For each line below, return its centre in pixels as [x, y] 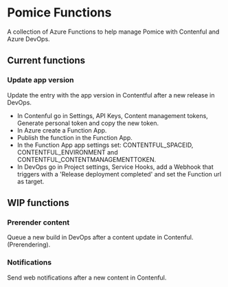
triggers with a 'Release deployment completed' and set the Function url [119, 174]
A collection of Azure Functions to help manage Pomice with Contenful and [113, 32]
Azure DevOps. [28, 38]
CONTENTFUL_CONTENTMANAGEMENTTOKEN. [87, 159]
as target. [31, 181]
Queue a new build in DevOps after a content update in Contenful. [100, 238]
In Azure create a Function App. [62, 130]
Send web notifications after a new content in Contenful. [87, 277]
